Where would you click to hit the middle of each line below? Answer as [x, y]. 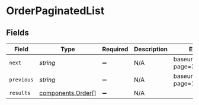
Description [151, 49]
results [20, 93]
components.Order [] [68, 93]
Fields [18, 33]
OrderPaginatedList [55, 11]
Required [115, 49]
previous [21, 80]
